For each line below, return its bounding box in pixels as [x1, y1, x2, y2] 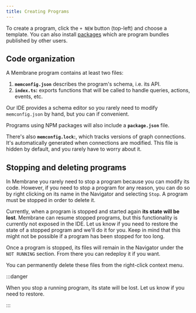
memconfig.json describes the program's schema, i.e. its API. [14, 81, 161, 88]
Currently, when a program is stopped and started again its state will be [6, 208, 180, 215]
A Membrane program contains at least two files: [6, 69, 124, 76]
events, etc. [14, 93, 43, 100]
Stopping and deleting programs [6, 162, 127, 172]
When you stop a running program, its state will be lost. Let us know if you [6, 284, 185, 291]
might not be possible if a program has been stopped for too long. [6, 233, 165, 240]
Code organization [6, 54, 75, 64]
